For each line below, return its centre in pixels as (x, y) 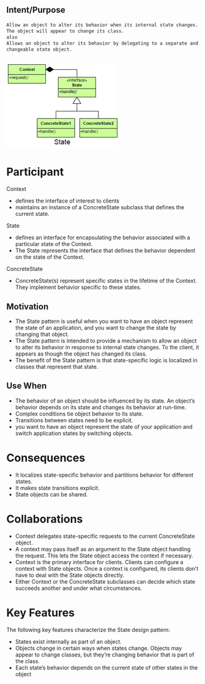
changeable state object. (39, 49)
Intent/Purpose (36, 10)
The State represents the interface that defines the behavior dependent (105, 251)
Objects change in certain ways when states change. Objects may (99, 648)
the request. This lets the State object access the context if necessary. (104, 556)
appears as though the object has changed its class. (81, 354)
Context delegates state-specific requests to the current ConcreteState (105, 536)
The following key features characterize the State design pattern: (88, 630)
